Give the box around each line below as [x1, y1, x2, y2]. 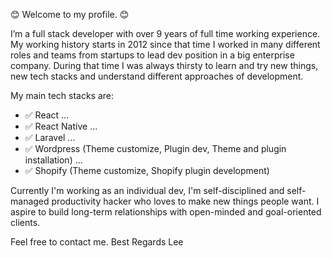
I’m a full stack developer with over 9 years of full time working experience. [10, 28, 321, 39]
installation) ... [24, 154, 83, 166]
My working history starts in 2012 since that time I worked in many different [10, 39, 321, 50]
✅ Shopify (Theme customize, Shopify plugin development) [24, 165, 270, 176]
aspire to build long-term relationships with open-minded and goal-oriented [10, 206, 322, 218]
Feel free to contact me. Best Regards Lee [10, 236, 184, 248]
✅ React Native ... [24, 120, 98, 132]
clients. [10, 217, 41, 228]
